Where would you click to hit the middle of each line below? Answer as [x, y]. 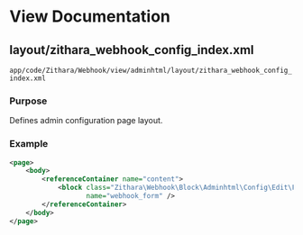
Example [29, 144]
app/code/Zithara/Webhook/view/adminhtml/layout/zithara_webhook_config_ [151, 70]
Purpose [28, 101]
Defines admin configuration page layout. [86, 121]
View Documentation [90, 17]
